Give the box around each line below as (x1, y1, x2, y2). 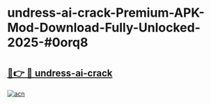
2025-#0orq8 (7, 35, 88, 50)
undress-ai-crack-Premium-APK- (7, 5, 205, 21)
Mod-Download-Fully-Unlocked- (7, 20, 201, 36)
